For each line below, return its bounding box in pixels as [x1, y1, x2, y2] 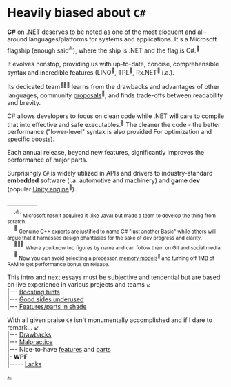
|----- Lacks [7, 359, 42, 368]
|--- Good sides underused [7, 295, 84, 303]
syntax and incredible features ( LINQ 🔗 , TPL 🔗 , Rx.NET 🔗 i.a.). [7, 67, 174, 77]
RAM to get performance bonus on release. [7, 261, 110, 267]
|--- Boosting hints [7, 287, 60, 296]
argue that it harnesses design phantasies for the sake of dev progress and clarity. [7, 234, 202, 241]
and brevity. [7, 98, 41, 106]
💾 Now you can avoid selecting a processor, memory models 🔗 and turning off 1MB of [13, 251, 215, 262]
